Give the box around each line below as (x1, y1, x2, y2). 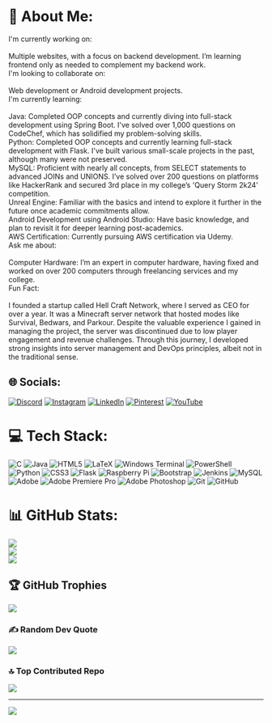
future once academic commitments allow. (8, 205, 151, 215)
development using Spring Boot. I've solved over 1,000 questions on (8, 120, 236, 129)
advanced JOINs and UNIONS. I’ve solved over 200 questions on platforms (8, 171, 259, 181)
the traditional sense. (8, 352, 79, 361)
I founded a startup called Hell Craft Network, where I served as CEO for (8, 300, 249, 310)
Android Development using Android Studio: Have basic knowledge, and (8, 214, 249, 224)
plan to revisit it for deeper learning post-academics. (8, 222, 184, 233)
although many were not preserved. (8, 154, 128, 164)
